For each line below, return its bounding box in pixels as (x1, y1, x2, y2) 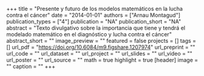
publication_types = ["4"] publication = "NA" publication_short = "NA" (6, 18, 181, 25)
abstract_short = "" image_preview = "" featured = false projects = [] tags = (6, 37, 197, 44)
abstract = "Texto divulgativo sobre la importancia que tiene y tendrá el (6, 24, 186, 31)
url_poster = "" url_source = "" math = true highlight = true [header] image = (6, 57, 199, 63)
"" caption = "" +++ (6, 63, 56, 70)
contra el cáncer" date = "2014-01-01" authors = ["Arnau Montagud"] (6, 11, 181, 19)
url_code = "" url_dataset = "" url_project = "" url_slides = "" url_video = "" (6, 50, 192, 57)
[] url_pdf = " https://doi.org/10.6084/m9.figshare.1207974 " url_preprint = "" (6, 43, 195, 51)
